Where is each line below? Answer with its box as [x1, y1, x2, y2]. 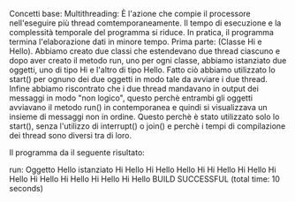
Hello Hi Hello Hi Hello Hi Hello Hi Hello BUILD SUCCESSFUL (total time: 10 [9, 174, 281, 184]
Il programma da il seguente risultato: [9, 147, 146, 158]
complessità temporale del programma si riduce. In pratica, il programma [9, 27, 274, 37]
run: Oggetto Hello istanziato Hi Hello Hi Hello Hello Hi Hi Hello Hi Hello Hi [9, 164, 276, 175]
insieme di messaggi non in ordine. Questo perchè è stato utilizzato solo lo [9, 111, 280, 122]
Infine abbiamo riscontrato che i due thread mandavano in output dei [9, 84, 259, 94]
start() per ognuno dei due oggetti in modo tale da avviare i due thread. [9, 74, 268, 84]
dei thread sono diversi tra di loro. [9, 131, 132, 140]
